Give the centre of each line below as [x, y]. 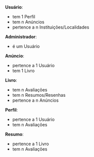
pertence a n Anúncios [35, 100]
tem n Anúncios [28, 22]
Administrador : [21, 37]
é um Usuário [26, 46]
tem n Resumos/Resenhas [39, 95]
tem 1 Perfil [24, 17]
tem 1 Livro [23, 71]
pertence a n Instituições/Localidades [51, 27]
